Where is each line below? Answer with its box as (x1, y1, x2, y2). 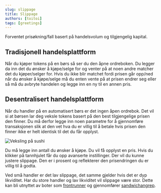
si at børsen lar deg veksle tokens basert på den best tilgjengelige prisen (5, 113, 150, 119)
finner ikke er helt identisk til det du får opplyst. (5, 129, 99, 134)
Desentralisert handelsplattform (5, 95, 104, 104)
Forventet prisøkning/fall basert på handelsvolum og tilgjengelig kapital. (5, 34, 148, 40)
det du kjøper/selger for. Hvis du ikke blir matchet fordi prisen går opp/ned (5, 71, 153, 77)
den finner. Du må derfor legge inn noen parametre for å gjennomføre (5, 118, 144, 124)
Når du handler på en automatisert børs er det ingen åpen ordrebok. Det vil (5, 108, 154, 114)
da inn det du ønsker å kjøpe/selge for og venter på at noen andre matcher (5, 66, 154, 72)
